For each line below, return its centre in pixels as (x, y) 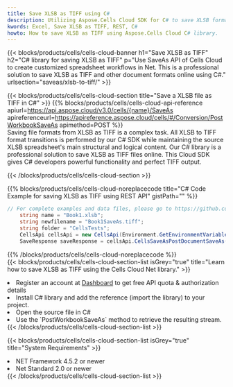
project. (18, 304)
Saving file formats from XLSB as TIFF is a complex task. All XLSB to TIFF (112, 132)
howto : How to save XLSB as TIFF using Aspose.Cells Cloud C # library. (113, 33)
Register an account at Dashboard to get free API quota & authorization (118, 282)
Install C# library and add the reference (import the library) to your (111, 297)
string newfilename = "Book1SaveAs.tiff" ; (82, 222)
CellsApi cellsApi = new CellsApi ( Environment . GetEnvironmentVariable (124, 234)
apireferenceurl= (31, 118)
